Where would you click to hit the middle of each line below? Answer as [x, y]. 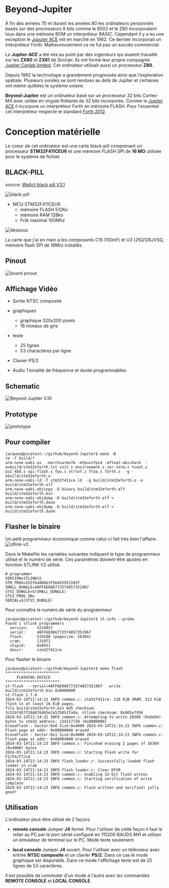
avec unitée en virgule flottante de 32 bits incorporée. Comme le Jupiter [88, 101]
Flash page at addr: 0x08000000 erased [47, 730]
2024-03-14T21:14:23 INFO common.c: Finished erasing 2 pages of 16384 [82, 743]
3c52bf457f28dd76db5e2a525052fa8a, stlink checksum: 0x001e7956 [74, 713]
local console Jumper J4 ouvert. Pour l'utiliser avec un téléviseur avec [86, 850]
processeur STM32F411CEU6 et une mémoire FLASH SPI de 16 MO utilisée [83, 151]
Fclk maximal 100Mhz [42, 220]
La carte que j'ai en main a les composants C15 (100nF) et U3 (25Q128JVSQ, [85, 240]
